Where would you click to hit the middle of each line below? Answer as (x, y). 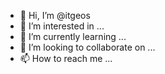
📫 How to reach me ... (66, 58)
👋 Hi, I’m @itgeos (55, 15)
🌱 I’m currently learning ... (73, 36)
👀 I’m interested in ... (62, 26)
